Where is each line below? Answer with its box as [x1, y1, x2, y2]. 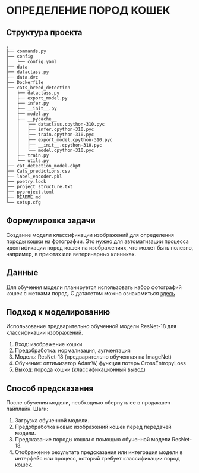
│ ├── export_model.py [6, 95, 68, 101]
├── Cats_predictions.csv [6, 168, 70, 174]
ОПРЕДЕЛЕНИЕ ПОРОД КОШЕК [6, 4, 170, 17]
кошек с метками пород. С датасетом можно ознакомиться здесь [6, 290, 175, 297]
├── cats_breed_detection [6, 85, 70, 91]
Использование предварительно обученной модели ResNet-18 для [6, 323, 177, 330]
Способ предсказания [6, 383, 94, 393]
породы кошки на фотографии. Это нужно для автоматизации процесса [6, 238, 189, 245]
